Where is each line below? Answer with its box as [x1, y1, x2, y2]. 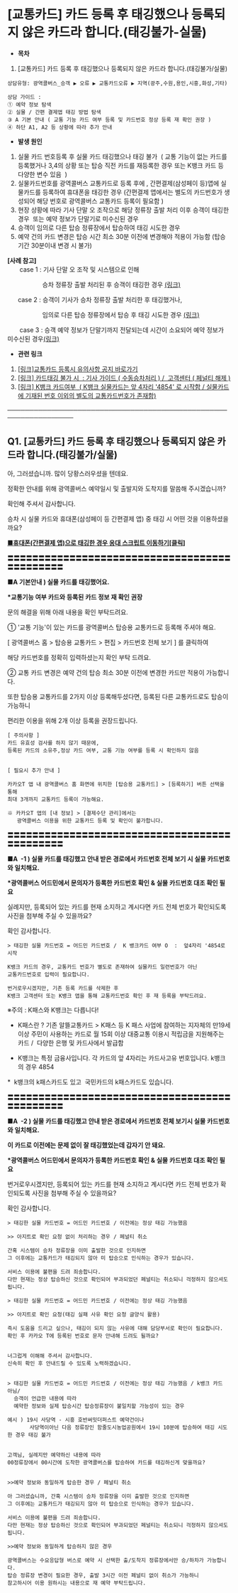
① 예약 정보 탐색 [7, 101, 52, 108]
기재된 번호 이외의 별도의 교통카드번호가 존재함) [25, 391, 157, 400]
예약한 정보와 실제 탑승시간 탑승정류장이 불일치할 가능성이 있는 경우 [13, 1402, 185, 1410]
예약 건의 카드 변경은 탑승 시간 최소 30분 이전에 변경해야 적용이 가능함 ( [17, 232, 215, 240]
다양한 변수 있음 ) [17, 170, 67, 179]
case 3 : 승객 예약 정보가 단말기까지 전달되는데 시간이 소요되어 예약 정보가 [19, 325, 225, 334]
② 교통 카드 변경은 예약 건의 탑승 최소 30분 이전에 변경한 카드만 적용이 [7, 668, 205, 676]
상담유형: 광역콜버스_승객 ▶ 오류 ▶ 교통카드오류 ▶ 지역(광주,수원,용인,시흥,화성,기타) [7, 80, 228, 87]
